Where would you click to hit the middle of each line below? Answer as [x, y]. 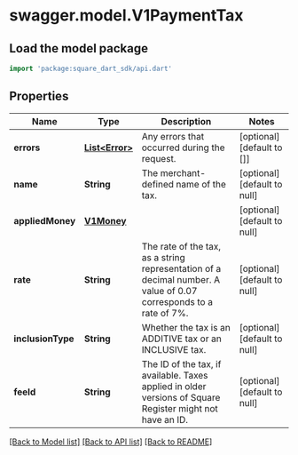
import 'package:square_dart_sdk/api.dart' [91, 68]
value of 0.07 [169, 291]
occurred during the [183, 148]
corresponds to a [177, 301]
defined [158, 184]
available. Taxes [175, 375]
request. [159, 158]
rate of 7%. [165, 313]
